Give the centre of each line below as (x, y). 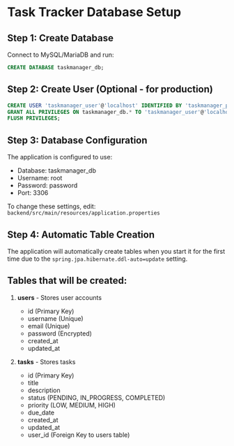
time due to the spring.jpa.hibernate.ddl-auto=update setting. (97, 259)
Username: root (40, 178)
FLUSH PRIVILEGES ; (34, 118)
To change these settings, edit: (52, 206)
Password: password (47, 185)
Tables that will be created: (67, 281)
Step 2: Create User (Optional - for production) (110, 89)
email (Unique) (49, 326)
